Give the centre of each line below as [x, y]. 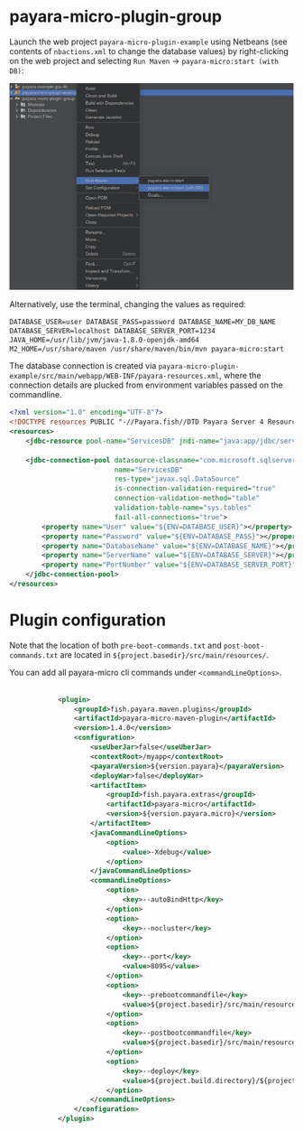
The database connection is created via [83, 366]
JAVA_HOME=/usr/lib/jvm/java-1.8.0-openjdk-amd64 [105, 341]
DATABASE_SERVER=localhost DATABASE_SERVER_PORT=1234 [113, 332]
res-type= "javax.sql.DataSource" [177, 479]
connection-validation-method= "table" [187, 499]
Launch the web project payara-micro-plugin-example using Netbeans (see [148, 42]
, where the [240, 376]
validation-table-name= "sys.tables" [183, 508]
